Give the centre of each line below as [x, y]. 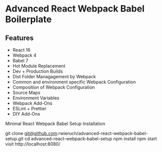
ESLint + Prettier [29, 109]
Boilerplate [28, 19]
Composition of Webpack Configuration [54, 87]
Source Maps [26, 93]
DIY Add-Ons [26, 114]
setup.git [14, 139]
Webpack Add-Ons [32, 103]
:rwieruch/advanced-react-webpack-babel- [103, 133]
